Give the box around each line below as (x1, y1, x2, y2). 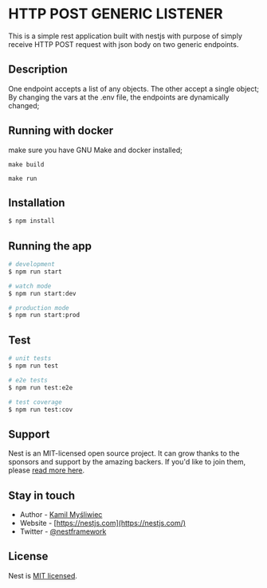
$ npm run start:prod (8, 312, 80, 319)
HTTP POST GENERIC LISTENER (8, 5, 223, 23)
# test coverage (8, 398, 62, 406)
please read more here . (8, 465, 85, 475)
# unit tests (8, 355, 52, 363)
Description (8, 63, 68, 76)
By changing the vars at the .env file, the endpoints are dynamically (8, 92, 230, 102)
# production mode (8, 304, 69, 312)
